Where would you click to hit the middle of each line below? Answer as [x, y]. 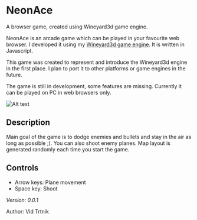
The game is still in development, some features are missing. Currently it [94, 86]
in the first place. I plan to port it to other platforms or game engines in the [96, 68]
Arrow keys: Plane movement [50, 182]
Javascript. [20, 50]
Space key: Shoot [36, 188]
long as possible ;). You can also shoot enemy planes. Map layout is [88, 143]
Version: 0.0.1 [22, 200]
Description [28, 123]
